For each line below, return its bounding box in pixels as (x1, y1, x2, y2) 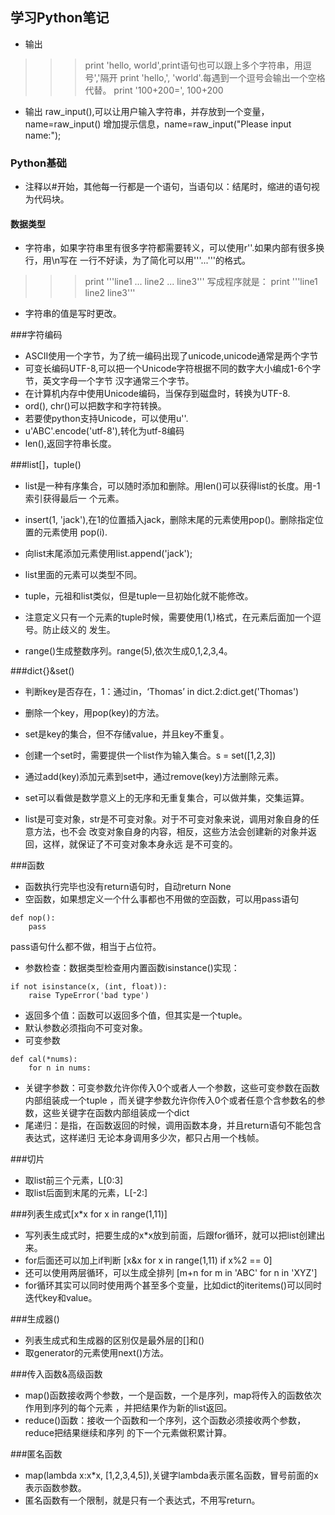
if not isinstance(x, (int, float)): (10, 982, 168, 992)
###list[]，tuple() (10, 459, 82, 471)
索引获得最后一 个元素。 (24, 493, 125, 505)
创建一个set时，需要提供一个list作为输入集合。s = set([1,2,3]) (24, 749, 277, 762)
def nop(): (10, 913, 56, 923)
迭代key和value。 (24, 1292, 98, 1304)
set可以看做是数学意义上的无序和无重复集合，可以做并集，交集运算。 (24, 792, 310, 804)
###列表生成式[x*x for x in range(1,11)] (10, 1208, 168, 1220)
